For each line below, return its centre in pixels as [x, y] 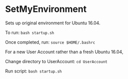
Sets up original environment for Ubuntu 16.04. [53, 23]
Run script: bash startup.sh [33, 71]
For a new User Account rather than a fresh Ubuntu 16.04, [64, 52]
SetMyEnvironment [46, 9]
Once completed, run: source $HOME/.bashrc [50, 42]
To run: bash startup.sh [30, 32]
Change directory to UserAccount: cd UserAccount [56, 61]
